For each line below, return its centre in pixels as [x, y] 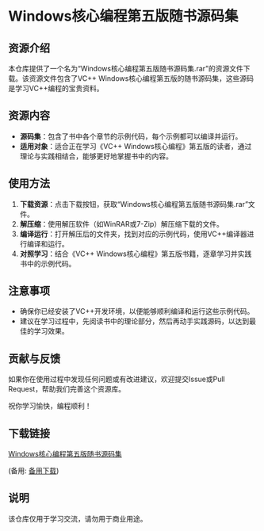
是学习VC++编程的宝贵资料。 [56, 88]
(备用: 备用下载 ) [34, 471]
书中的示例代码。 [48, 263]
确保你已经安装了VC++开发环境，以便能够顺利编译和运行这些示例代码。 [137, 311]
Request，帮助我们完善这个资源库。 [67, 389]
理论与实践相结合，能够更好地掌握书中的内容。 [96, 156]
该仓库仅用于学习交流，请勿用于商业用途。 [78, 518]
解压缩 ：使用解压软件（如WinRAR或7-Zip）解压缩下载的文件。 [122, 223]
